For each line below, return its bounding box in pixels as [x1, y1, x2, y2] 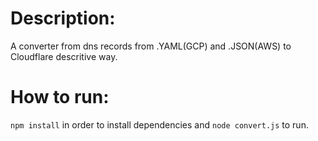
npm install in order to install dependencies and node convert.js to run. [10, 118, 309, 131]
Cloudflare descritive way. [10, 50, 118, 62]
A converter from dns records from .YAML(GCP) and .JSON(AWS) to [10, 40, 292, 52]
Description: [10, 7, 116, 30]
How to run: [10, 86, 110, 109]
